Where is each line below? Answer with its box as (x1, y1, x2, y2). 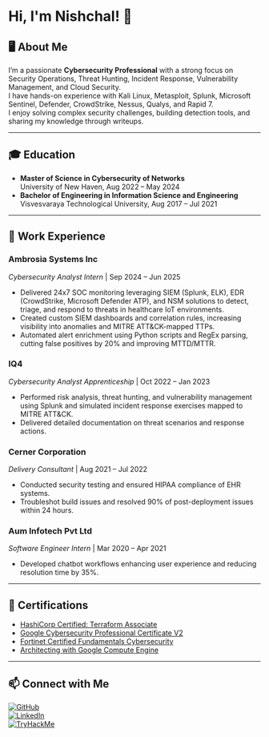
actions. (19, 426, 46, 436)
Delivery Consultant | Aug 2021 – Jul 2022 (8, 465, 148, 474)
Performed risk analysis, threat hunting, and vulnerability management (19, 392, 252, 401)
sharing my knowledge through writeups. (8, 116, 144, 126)
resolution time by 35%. (19, 568, 99, 578)
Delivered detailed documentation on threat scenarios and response (19, 417, 245, 427)
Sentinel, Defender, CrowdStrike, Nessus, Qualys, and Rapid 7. (8, 99, 214, 109)
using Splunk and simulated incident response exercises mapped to (19, 401, 243, 410)
